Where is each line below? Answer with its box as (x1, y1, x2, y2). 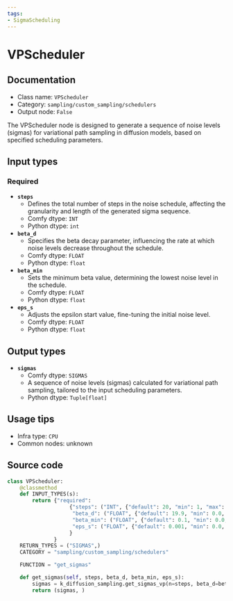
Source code (7, 459, 64, 471)
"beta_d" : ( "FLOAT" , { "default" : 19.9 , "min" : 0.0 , (72, 510, 225, 517)
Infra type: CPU (17, 431, 58, 440)
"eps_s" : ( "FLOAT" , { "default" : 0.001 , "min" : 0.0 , (72, 522, 225, 530)
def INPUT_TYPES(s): (19, 491, 79, 497)
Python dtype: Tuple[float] (27, 393, 107, 402)
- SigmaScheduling (7, 17, 60, 24)
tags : (7, 10, 23, 17)
